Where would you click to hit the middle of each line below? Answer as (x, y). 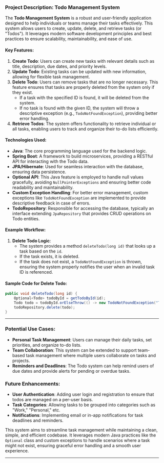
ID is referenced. (36, 272)
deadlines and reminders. (38, 420)
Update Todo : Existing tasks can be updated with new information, (79, 71)
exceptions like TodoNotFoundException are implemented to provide (79, 198)
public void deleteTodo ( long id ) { (41, 294)
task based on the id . (41, 251)
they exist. (22, 92)
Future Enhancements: (33, 384)
